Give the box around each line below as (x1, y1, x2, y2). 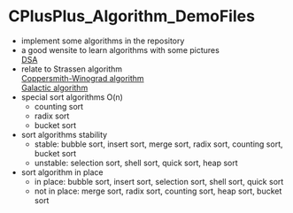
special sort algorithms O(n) (20, 91, 123, 103)
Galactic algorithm (20, 82, 89, 93)
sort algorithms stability (20, 129, 108, 140)
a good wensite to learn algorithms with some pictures (20, 44, 220, 55)
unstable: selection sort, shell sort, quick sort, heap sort (34, 157, 238, 168)
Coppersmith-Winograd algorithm (20, 72, 144, 83)
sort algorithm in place (20, 166, 104, 178)
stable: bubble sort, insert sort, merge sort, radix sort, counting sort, (34, 139, 284, 149)
